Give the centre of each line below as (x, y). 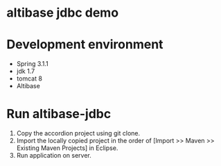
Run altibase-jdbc (59, 114)
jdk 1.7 (26, 72)
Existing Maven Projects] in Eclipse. (67, 148)
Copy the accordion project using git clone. (78, 133)
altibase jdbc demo (63, 13)
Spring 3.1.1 (33, 64)
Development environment (85, 45)
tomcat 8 (29, 78)
